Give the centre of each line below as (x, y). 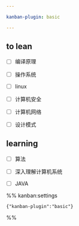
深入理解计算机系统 (39, 172)
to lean (19, 46)
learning (22, 144)
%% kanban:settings (32, 196)
